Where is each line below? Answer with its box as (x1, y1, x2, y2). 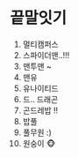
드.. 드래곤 (22, 93, 59, 104)
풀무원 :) (22, 127, 52, 138)
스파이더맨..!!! (22, 49, 70, 60)
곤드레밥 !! (22, 105, 59, 116)
